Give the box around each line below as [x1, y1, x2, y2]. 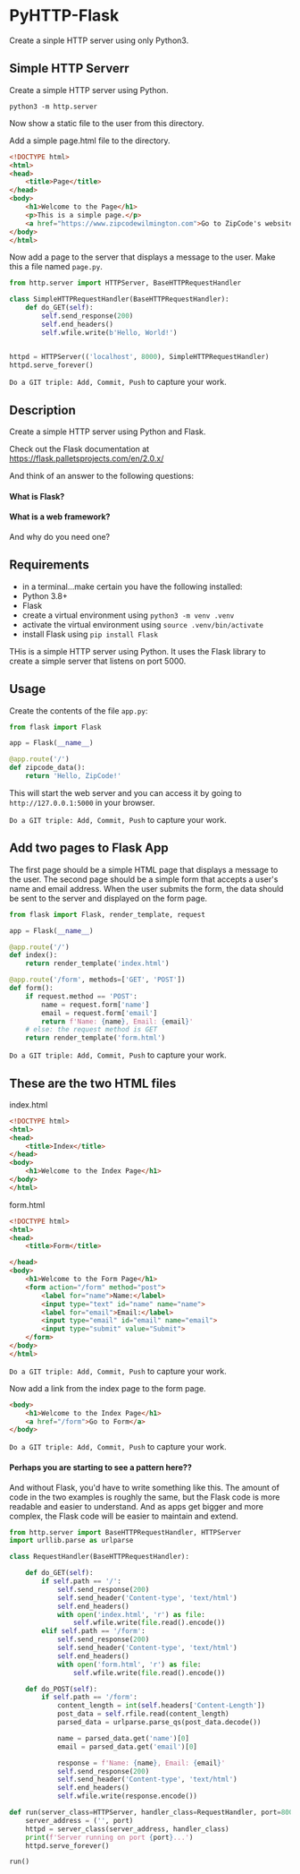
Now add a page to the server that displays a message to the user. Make [9, 252, 276, 262]
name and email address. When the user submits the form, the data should [9, 883, 284, 894]
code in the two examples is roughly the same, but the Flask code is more [9, 1492, 280, 1502]
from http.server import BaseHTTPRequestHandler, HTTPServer [9, 1527, 242, 1536]
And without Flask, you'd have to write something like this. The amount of [9, 1482, 279, 1493]
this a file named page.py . [9, 261, 103, 272]
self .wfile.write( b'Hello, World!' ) [41, 328, 178, 337]
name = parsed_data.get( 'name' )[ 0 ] [56, 1733, 190, 1742]
